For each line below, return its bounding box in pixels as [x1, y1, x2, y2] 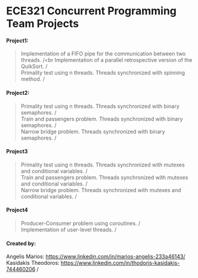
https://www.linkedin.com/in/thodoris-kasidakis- [60, 260, 180, 267]
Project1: [6, 37, 29, 44]
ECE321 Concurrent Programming [6, 4, 177, 18]
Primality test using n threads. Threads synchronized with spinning [20, 69, 185, 76]
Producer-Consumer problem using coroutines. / [20, 220, 141, 227]
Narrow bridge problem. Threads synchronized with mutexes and [20, 186, 181, 193]
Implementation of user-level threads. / [20, 226, 117, 233]
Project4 [6, 206, 28, 214]
